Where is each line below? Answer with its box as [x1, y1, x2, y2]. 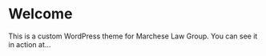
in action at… [8, 39, 51, 49]
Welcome [8, 5, 73, 23]
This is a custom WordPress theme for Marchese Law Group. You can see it [8, 31, 258, 41]
